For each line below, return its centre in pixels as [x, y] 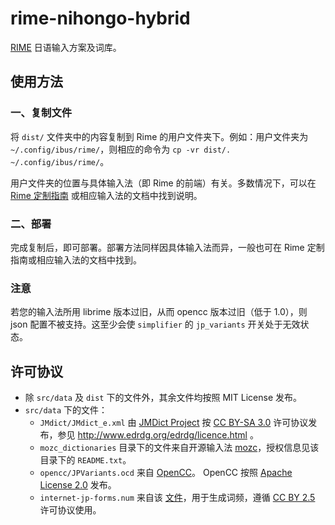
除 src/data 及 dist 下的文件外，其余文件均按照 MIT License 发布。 [163, 398]
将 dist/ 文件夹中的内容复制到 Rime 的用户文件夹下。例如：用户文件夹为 [159, 136]
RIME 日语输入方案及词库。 [66, 47]
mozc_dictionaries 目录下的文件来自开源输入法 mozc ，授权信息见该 [179, 448]
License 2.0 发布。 [78, 485]
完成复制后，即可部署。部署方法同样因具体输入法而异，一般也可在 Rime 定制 [167, 247]
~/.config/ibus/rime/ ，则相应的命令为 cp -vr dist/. [121, 149]
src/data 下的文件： [66, 410]
